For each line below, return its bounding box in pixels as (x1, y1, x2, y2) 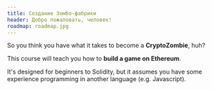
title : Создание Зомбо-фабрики (7, 10, 97, 17)
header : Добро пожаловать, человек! (7, 16, 112, 23)
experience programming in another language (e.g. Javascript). (7, 75, 187, 83)
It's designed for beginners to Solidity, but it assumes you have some (7, 67, 202, 76)
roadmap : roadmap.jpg (7, 22, 69, 29)
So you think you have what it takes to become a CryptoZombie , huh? (7, 42, 206, 50)
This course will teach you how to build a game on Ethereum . (7, 55, 182, 63)
